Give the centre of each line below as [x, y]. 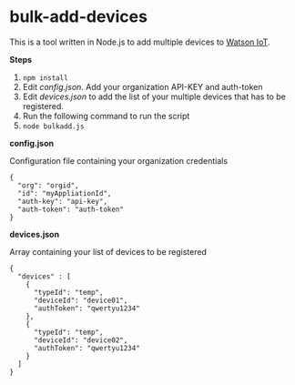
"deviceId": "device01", [81, 300]
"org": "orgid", [48, 185]
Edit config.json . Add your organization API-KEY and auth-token [142, 86]
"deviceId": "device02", [81, 340]
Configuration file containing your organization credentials [119, 160]
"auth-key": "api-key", [62, 201]
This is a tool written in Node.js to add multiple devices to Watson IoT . [140, 42]
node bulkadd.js [53, 126]
